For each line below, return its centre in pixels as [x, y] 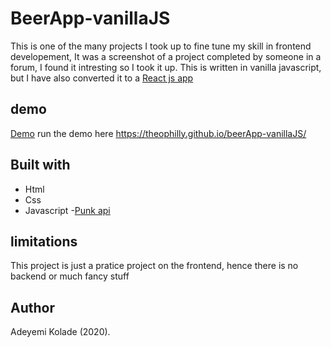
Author [32, 307]
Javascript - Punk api [67, 210]
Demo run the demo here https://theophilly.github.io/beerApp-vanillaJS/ [158, 133]
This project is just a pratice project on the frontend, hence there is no [154, 266]
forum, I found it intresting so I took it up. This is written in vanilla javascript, [166, 67]
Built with [40, 165]
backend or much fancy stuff [70, 276]
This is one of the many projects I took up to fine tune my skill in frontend [161, 46]
